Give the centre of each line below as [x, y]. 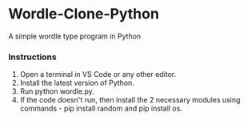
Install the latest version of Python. [77, 83]
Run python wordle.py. [57, 91]
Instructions [33, 57]
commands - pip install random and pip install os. [101, 108]
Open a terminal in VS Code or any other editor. [98, 75]
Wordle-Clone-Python [84, 14]
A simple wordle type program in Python [75, 36]
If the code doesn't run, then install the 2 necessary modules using [130, 100]
